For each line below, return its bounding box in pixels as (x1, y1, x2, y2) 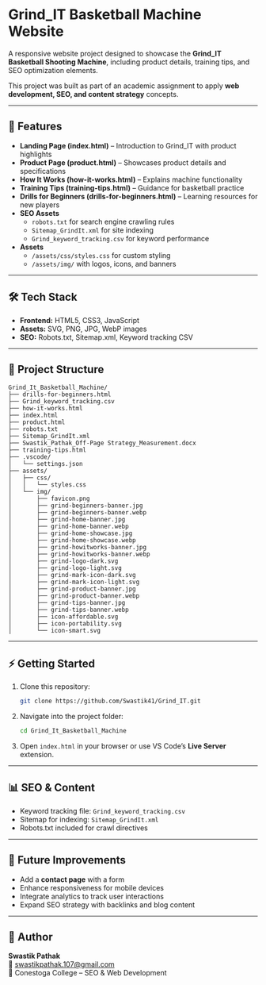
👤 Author (8, 930, 53, 944)
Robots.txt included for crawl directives (19, 823, 148, 833)
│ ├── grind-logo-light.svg (8, 564, 123, 572)
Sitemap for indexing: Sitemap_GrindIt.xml (19, 814, 159, 824)
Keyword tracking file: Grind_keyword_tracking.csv (19, 806, 186, 815)
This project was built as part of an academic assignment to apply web (8, 81, 240, 90)
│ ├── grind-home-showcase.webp (8, 537, 136, 544)
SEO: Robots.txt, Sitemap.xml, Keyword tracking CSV (19, 332, 194, 342)
